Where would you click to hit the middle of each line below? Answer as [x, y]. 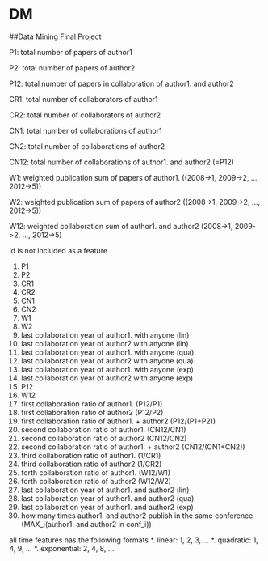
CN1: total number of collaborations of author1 [86, 130]
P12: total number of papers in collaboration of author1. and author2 [121, 83]
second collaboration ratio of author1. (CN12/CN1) [103, 429]
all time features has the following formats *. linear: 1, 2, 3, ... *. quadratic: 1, [134, 540]
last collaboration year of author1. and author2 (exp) [107, 507]
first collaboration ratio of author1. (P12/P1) [92, 404]
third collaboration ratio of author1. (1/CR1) [91, 455]
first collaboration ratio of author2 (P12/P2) [92, 412]
